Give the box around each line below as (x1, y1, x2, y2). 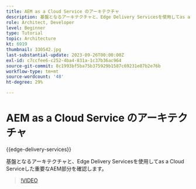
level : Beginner (6, 25, 46, 31)
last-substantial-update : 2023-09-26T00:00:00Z (6, 52, 125, 58)
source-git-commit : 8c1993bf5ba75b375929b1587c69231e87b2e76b (6, 63, 161, 69)
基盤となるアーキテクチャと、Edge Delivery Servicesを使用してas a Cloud (6, 157, 184, 164)
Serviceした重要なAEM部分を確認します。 (6, 165, 107, 172)
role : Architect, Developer (6, 19, 75, 25)
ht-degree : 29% (6, 80, 43, 85)
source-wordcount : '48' (6, 74, 64, 80)
